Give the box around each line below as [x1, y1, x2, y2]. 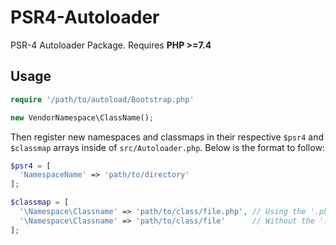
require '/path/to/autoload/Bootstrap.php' [10, 94, 195, 105]
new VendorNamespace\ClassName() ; [10, 112, 155, 123]
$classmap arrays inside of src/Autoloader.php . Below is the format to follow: [10, 141, 325, 153]
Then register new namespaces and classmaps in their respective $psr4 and [10, 131, 325, 143]
